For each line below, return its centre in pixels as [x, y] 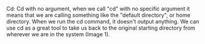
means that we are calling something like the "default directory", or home [99, 15]
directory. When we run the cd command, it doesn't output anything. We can [103, 21]
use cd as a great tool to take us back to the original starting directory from [101, 28]
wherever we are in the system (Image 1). [58, 34]
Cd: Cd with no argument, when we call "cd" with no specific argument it [98, 9]
